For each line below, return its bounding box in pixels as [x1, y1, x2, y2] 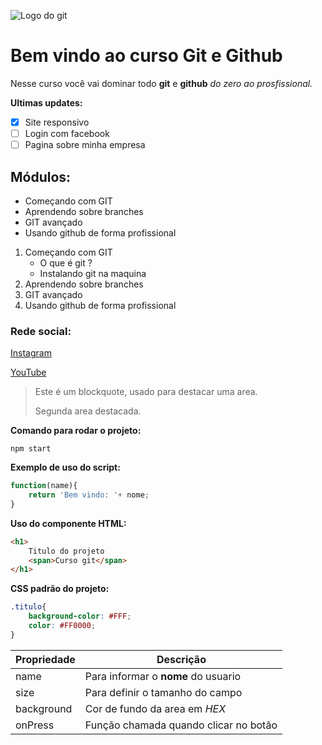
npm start [10, 444, 52, 454]
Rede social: [10, 324, 72, 338]
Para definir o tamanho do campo [84, 685, 243, 699]
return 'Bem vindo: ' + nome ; [28, 490, 150, 500]
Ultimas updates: [10, 96, 83, 109]
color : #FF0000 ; [28, 621, 97, 631]
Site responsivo [24, 116, 90, 128]
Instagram [10, 347, 52, 359]
